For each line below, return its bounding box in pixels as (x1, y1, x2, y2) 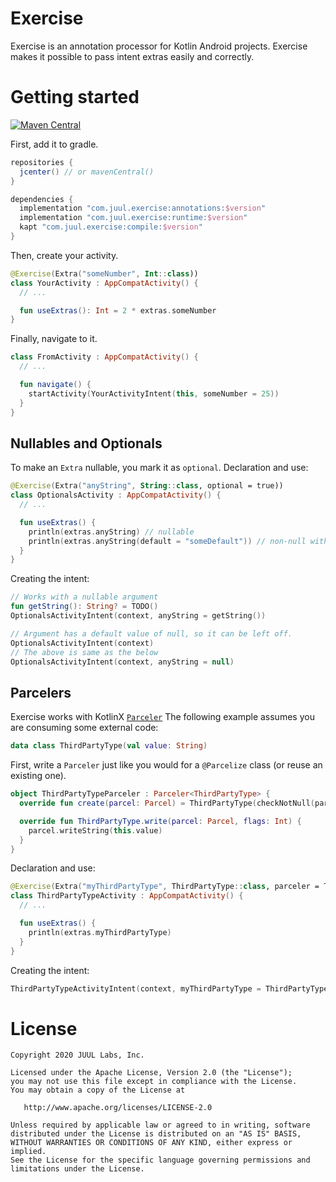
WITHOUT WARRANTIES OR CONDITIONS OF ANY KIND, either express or (10, 1138, 293, 1148)
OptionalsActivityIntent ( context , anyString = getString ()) (10, 611, 267, 621)
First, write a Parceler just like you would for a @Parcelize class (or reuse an (10, 759, 323, 771)
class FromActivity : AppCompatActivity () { (10, 352, 199, 362)
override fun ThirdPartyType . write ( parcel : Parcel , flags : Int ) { (19, 816, 302, 826)
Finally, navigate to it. (10, 333, 98, 345)
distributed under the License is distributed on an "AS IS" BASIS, (10, 1129, 302, 1139)
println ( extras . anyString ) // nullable (28, 527, 195, 537)
